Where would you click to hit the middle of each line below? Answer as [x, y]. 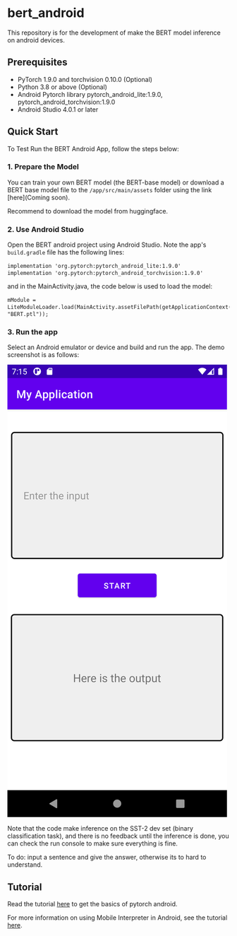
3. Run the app [32, 332]
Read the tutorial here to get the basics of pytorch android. [92, 904]
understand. [25, 865]
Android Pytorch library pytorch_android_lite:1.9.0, [90, 94]
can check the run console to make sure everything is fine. [93, 843]
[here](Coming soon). [39, 197]
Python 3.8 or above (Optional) [62, 87]
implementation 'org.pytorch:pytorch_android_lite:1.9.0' [94, 267]
